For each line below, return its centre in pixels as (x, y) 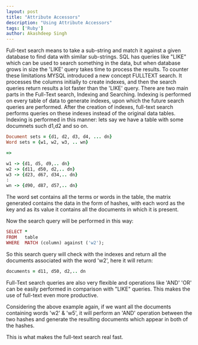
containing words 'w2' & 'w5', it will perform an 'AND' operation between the (99, 313)
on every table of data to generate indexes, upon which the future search (95, 101)
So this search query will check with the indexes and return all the (86, 254)
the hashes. (20, 325)
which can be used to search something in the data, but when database (93, 63)
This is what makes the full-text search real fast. (65, 337)
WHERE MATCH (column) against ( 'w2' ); (55, 243)
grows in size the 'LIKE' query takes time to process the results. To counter (98, 69)
